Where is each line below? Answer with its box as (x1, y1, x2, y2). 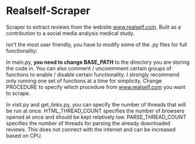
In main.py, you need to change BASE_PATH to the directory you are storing (6, 59, 190, 66)
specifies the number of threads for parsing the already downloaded (6, 119, 170, 126)
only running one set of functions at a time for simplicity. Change (6, 77, 162, 84)
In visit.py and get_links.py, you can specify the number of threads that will (6, 101, 186, 108)
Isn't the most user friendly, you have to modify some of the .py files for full (6, 41, 187, 48)
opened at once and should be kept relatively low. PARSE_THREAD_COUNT (6, 113, 187, 121)
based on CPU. (6, 132, 43, 139)
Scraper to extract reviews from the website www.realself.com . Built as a (6, 23, 181, 30)
